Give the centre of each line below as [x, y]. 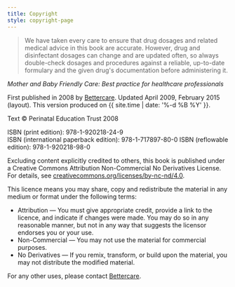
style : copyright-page [40, 20]
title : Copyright [33, 14]
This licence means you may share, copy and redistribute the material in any [117, 189]
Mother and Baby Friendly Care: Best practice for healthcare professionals [116, 84]
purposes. [32, 247]
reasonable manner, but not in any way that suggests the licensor [112, 225]
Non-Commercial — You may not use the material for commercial [112, 240]
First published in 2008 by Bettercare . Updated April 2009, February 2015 [114, 97]
